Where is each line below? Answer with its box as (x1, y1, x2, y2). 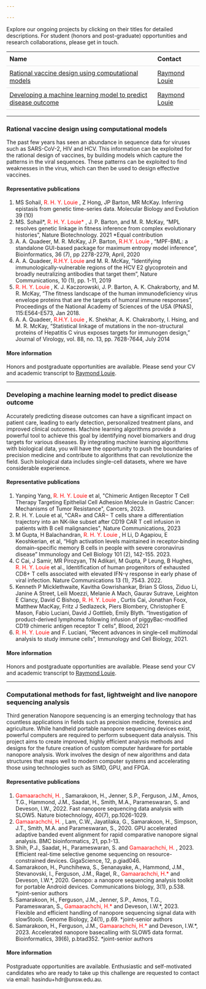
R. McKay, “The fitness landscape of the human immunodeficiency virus (15, 290, 198, 297)
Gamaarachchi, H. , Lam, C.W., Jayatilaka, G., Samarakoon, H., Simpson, (15, 817, 198, 825)
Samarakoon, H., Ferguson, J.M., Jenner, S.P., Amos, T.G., (15, 896, 162, 903)
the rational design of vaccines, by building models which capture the (6, 151, 183, 159)
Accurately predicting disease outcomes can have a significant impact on (6, 412, 192, 420)
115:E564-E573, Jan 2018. (15, 309, 81, 317)
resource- (147, 850, 173, 858)
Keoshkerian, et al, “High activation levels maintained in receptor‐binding (15, 537, 199, 545)
